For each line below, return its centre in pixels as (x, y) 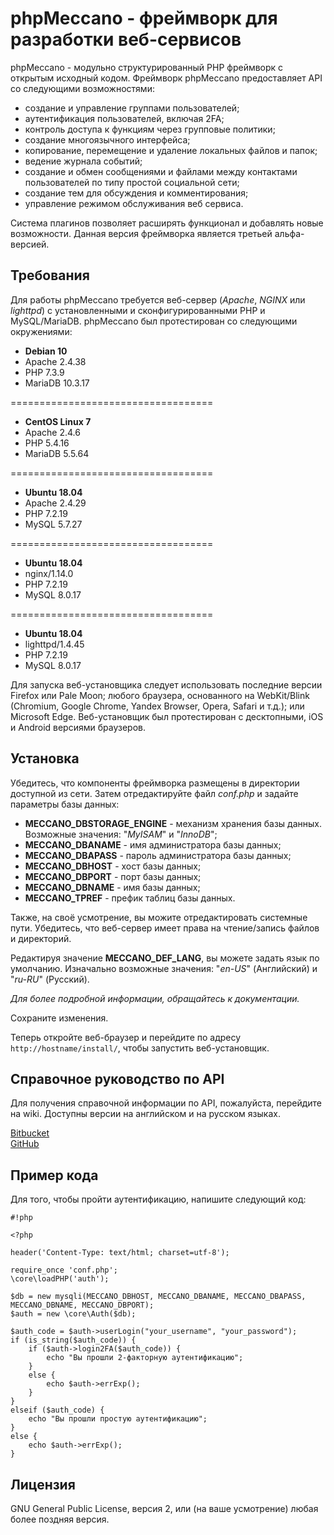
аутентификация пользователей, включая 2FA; (124, 118)
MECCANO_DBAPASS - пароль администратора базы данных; (158, 855)
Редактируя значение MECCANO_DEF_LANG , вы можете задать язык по (165, 958)
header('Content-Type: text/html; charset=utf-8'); (120, 1253)
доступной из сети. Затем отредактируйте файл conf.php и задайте (154, 793)
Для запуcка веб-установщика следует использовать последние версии (166, 684)
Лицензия (43, 1484)
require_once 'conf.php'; (64, 1270)
